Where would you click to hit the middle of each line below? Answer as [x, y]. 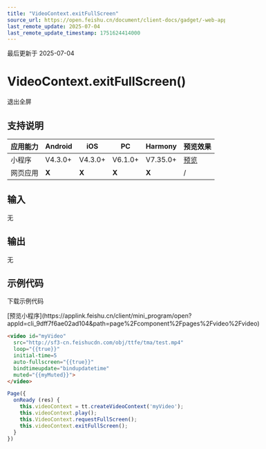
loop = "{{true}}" [37, 350]
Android [59, 146]
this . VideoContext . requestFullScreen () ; [78, 419]
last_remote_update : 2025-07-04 [54, 26]
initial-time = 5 [35, 356]
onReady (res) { [37, 400]
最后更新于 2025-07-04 [41, 53]
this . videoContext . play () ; [58, 413]
